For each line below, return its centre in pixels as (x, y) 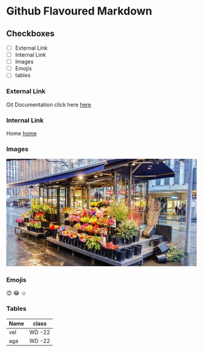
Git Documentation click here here (49, 105)
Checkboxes (31, 34)
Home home (22, 133)
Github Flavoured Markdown (79, 11)
